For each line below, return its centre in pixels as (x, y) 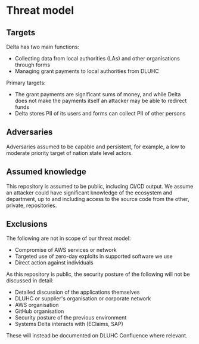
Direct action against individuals (54, 263)
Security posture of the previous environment (71, 318)
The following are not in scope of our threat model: (69, 238)
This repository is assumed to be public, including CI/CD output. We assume (100, 186)
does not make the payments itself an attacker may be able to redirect (101, 101)
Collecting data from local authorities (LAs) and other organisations (97, 58)
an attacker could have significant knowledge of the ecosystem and (89, 193)
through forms (32, 65)
